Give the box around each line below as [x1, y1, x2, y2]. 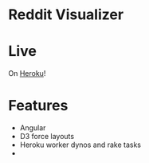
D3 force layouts [19, 132, 74, 141]
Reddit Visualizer [8, 6, 124, 24]
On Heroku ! [8, 69, 46, 78]
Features [8, 97, 69, 115]
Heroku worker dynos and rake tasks [19, 140, 142, 149]
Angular [19, 123, 46, 133]
